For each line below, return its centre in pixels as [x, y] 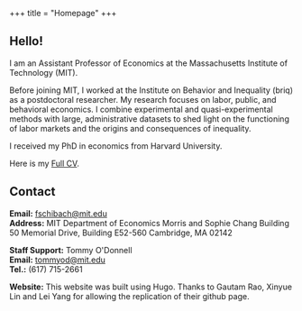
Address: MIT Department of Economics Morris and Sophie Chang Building [150, 223]
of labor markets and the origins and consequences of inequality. [130, 128]
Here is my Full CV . [44, 163]
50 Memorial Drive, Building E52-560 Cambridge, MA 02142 [121, 233]
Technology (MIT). [44, 72]
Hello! [26, 41]
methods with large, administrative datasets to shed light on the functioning [150, 119]
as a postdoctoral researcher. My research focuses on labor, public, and [143, 99]
